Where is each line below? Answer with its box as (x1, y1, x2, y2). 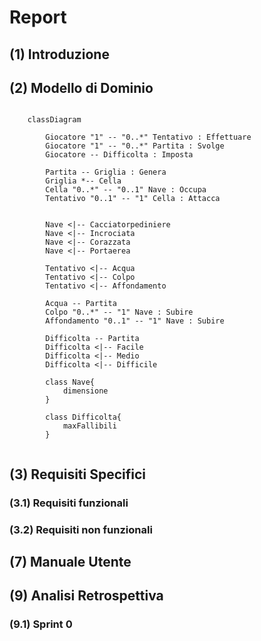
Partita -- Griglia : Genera (45, 167, 167, 178)
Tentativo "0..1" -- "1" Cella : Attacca (45, 194, 221, 204)
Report (9, 6, 67, 29)
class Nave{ (45, 377, 96, 388)
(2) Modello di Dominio (9, 79, 154, 96)
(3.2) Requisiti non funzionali (9, 522, 153, 536)
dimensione (62, 386, 109, 396)
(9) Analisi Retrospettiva (9, 587, 164, 605)
